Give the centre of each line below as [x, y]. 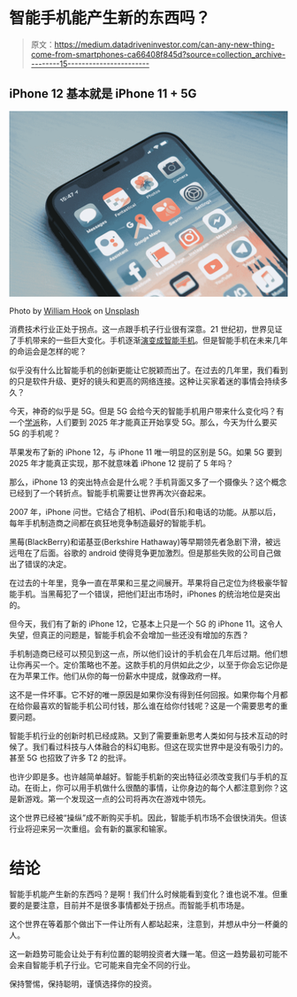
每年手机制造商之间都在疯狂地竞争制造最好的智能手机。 [110, 523]
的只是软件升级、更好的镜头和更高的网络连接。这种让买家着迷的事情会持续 [145, 381]
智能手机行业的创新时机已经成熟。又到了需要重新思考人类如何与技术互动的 [145, 736]
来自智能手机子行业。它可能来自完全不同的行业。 [106, 965]
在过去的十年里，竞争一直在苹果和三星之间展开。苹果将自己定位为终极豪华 [145, 583]
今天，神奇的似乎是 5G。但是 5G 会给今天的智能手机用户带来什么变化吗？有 [147, 411]
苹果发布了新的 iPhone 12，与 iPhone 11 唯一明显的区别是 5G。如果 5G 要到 [146, 452]
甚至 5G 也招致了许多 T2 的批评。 [70, 758]
